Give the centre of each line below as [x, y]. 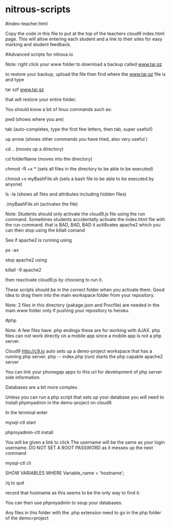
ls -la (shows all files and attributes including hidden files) [66, 194]
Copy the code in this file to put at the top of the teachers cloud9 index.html [85, 33]
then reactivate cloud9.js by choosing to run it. [54, 279]
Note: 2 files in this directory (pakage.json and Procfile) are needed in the [82, 305]
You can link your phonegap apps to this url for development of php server [84, 371]
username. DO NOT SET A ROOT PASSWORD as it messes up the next [79, 447]
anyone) [14, 184]
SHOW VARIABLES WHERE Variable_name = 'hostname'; [65, 473]
